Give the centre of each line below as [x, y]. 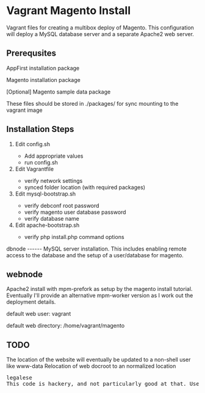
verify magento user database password [75, 212]
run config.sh [41, 162]
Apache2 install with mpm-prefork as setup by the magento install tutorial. [99, 289]
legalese [19, 378]
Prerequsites [31, 53]
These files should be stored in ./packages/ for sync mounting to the [92, 103]
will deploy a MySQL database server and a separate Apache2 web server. [100, 34]
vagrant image [24, 110]
